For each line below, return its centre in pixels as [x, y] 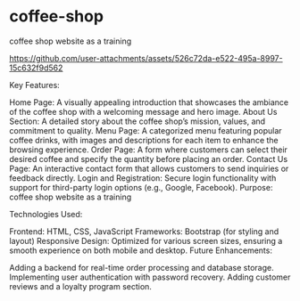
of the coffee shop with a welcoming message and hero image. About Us [143, 111]
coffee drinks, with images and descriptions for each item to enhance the [144, 140]
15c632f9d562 [36, 68]
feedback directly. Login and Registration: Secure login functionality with [143, 178]
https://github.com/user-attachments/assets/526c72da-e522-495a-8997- [146, 58]
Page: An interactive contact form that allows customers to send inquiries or [149, 168]
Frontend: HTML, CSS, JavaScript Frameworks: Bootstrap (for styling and [144, 231]
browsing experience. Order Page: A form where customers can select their [149, 150]
